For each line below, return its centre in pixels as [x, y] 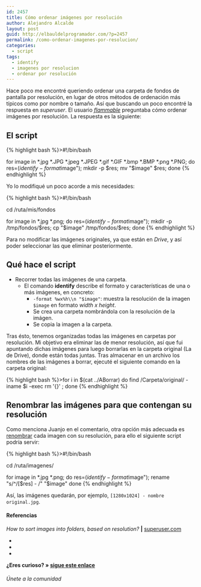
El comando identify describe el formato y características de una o [107, 286]
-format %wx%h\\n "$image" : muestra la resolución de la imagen [112, 298]
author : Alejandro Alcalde [40, 23]
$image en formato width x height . [74, 305]
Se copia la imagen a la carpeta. [73, 324]
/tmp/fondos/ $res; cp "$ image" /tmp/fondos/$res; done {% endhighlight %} [101, 228]
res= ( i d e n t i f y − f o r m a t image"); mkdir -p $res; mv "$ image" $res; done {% [98, 168]
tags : [13, 57]
